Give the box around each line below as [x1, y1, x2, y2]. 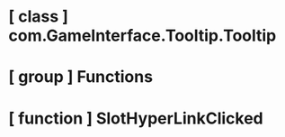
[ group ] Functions [8, 67, 154, 87]
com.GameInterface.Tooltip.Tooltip [8, 25, 277, 46]
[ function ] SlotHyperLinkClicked [8, 108, 263, 128]
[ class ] [8, 6, 69, 27]
